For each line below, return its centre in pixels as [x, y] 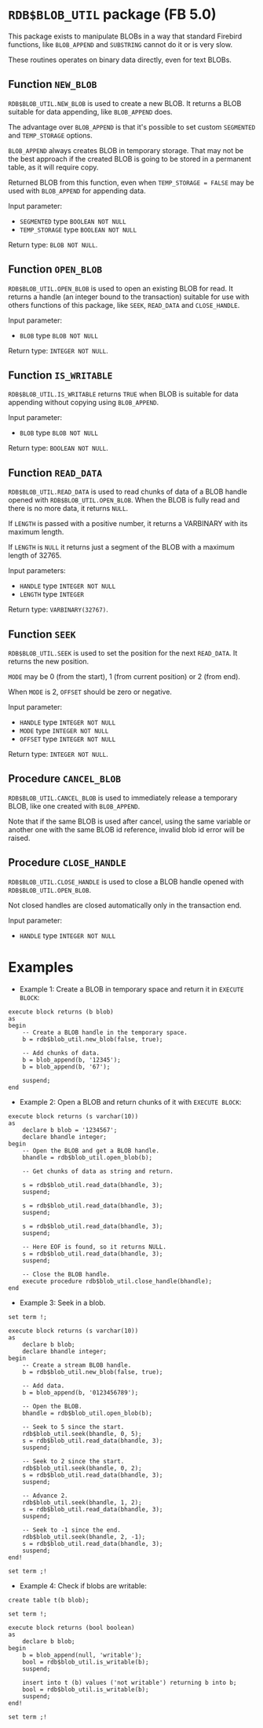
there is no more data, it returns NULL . [68, 509]
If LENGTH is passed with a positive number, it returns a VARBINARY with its [128, 524]
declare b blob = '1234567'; [70, 1130]
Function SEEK [42, 634]
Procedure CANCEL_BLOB [65, 779]
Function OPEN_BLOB [55, 270]
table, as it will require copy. [53, 167]
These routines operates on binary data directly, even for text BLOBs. [120, 60]
